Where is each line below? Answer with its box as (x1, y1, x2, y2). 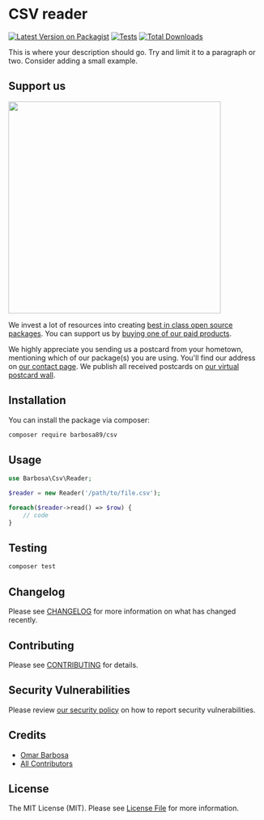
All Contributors (19, 758, 73, 768)
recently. (8, 615, 38, 625)
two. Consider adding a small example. (8, 56, 138, 66)
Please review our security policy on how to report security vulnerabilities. (8, 705, 256, 715)
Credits (8, 729, 47, 742)
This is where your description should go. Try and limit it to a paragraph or (8, 47, 257, 57)
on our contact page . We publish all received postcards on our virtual (8, 361, 240, 371)
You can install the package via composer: (8, 414, 150, 425)
